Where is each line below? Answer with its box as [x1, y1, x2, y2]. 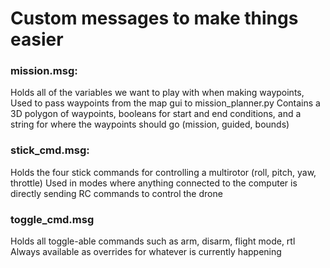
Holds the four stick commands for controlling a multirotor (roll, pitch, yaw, [10, 166, 317, 178]
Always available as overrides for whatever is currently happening [10, 246, 282, 258]
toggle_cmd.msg [10, 212, 95, 226]
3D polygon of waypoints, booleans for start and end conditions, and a [10, 108, 302, 120]
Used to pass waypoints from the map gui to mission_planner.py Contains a [10, 97, 321, 109]
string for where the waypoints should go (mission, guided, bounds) [10, 118, 290, 131]
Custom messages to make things [10, 7, 299, 30]
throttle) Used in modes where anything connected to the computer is [10, 177, 298, 189]
